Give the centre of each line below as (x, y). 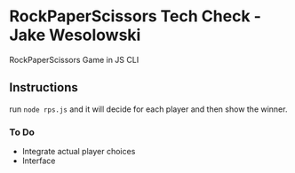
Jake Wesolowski (75, 35)
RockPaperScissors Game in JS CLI (74, 59)
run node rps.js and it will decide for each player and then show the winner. (148, 109)
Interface (39, 161)
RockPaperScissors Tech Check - (136, 16)
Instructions (44, 87)
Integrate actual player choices (79, 152)
